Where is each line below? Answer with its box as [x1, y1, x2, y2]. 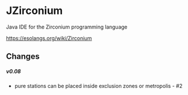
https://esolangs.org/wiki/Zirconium [6, 34, 92, 41]
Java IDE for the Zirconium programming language [6, 23, 127, 30]
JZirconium [6, 4, 63, 17]
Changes [6, 51, 40, 62]
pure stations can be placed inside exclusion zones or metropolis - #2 [14, 83, 183, 90]
